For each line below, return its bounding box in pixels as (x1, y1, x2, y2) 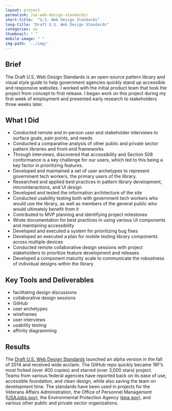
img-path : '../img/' (5, 41, 50, 46)
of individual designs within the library (12, 261, 94, 267)
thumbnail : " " (5, 31, 38, 37)
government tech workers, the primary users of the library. (12, 173, 137, 180)
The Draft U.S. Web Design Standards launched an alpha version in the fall (5, 356, 163, 362)
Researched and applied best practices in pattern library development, (12, 178, 162, 185)
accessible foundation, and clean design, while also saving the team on (5, 378, 156, 384)
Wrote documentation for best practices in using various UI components (12, 217, 166, 223)
